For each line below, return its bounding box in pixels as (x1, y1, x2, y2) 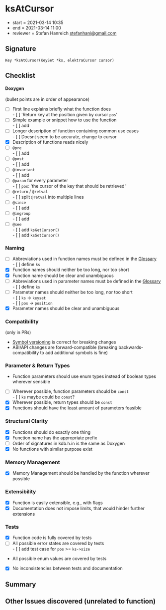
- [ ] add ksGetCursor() (12, 227, 60, 233)
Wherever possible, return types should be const (12, 399, 113, 405)
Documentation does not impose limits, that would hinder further (12, 505, 145, 511)
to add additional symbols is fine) (40, 350, 108, 356)
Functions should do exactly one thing (12, 429, 91, 435)
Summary (5, 580, 36, 589)
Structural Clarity (5, 418, 48, 425)
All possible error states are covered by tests (12, 540, 104, 547)
